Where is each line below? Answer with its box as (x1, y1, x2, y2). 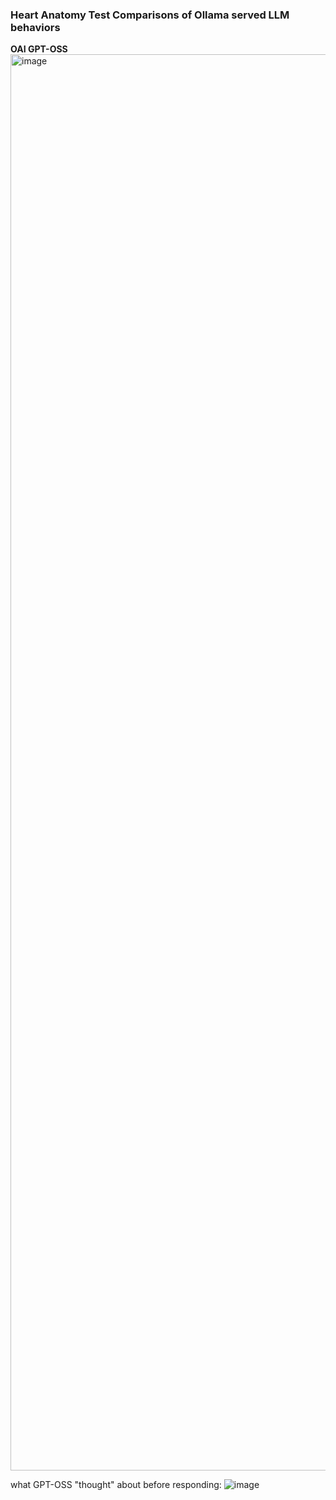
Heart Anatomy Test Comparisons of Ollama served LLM (10, 8, 290, 22)
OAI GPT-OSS (10, 43, 68, 55)
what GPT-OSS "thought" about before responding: (10, 1479, 222, 1491)
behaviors (10, 20, 61, 34)
